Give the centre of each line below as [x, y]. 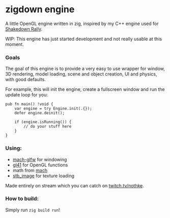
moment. [15, 44]
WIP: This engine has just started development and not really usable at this [83, 39]
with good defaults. [25, 80]
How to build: [22, 199]
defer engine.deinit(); [40, 113]
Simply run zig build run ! [33, 210]
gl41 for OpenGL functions [40, 165]
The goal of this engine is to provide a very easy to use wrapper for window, [85, 69]
